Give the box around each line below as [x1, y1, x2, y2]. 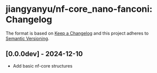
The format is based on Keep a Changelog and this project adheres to [5, 30, 149, 36]
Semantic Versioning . [5, 36, 49, 41]
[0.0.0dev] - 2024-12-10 [5, 50, 83, 58]
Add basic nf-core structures [12, 63, 73, 69]
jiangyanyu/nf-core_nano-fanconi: [5, 3, 153, 15]
